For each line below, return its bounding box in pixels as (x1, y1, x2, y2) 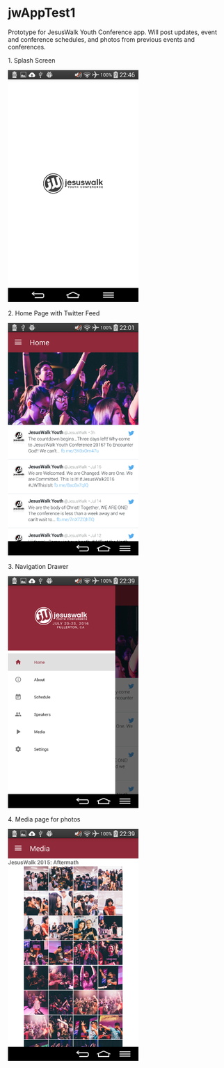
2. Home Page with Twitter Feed (8, 309, 100, 317)
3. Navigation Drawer (8, 562, 69, 570)
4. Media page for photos (8, 815, 81, 823)
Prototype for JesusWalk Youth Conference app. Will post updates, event (8, 28, 218, 36)
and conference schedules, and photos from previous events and (8, 35, 195, 43)
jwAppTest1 (8, 5, 76, 21)
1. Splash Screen (8, 56, 56, 64)
